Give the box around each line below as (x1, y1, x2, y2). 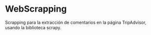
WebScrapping (5, 3, 67, 15)
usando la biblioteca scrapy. (5, 24, 62, 30)
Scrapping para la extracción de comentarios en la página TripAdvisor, (5, 19, 147, 25)
